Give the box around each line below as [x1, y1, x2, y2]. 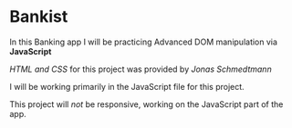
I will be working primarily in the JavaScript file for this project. [9, 81, 245, 92]
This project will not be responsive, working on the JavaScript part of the [9, 98, 284, 110]
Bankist [9, 6, 68, 27]
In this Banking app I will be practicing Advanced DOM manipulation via [9, 36, 278, 47]
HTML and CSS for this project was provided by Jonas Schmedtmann [9, 64, 272, 74]
